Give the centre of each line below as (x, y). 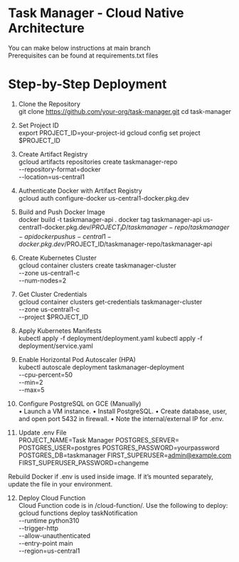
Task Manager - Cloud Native (96, 13)
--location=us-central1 (51, 176)
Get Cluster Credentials (53, 294)
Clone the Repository (49, 104)
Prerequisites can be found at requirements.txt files (83, 55)
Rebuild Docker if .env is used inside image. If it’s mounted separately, (111, 476)
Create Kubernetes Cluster (57, 258)
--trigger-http (38, 528)
